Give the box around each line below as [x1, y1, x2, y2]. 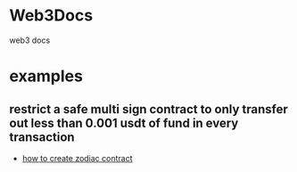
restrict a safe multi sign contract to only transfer [9, 102, 288, 117]
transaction [9, 129, 75, 144]
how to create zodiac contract [21, 152, 133, 163]
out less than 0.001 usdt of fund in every [9, 115, 239, 130]
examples [9, 66, 83, 86]
